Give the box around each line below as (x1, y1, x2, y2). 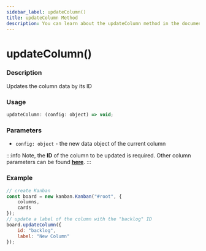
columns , (17, 199, 40, 205)
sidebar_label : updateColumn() (6, 9, 86, 15)
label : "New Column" (17, 233, 70, 239)
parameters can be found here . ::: (6, 159, 92, 166)
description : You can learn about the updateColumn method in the (6, 20, 180, 26)
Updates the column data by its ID (6, 82, 92, 89)
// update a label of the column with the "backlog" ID (6, 216, 152, 222)
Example (6, 174, 33, 182)
